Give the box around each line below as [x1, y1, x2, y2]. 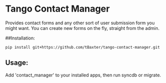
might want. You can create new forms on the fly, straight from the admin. [5, 25, 160, 31]
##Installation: [5, 35, 35, 41]
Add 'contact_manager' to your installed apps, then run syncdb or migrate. [5, 72, 161, 78]
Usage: [5, 59, 29, 67]
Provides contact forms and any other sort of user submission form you [5, 20, 155, 26]
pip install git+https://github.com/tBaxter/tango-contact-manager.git [5, 45, 160, 50]
